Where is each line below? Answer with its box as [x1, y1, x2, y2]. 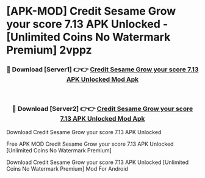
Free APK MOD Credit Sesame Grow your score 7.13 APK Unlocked [6, 140, 174, 148]
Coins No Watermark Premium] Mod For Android [6, 165, 128, 172]
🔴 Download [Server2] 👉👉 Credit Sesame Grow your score [12, 105, 193, 113]
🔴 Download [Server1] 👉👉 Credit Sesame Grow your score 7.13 [6, 65, 199, 74]
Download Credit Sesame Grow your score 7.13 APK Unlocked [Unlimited [6, 158, 189, 166]
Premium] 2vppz [6, 43, 93, 57]
